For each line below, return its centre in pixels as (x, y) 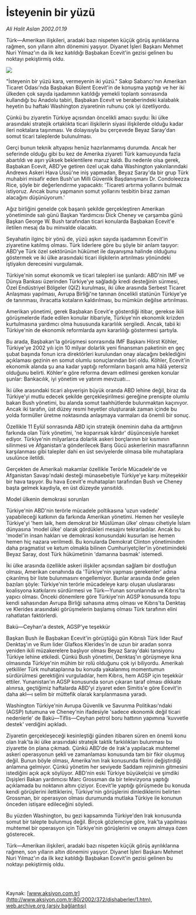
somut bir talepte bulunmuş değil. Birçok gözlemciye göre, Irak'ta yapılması (97, 822)
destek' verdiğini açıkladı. (37, 724)
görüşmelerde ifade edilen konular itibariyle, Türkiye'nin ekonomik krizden (95, 317)
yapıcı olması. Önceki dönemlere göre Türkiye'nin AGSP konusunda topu (93, 597)
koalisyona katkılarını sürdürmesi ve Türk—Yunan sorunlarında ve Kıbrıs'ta (96, 590)
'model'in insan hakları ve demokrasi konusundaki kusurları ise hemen (91, 535)
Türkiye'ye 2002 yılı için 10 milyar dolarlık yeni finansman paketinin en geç (95, 348)
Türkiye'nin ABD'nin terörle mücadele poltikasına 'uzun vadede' (83, 510)
